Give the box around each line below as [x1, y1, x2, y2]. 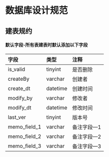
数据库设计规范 [5, 5, 68, 16]
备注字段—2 [72, 133, 101, 140]
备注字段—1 [72, 123, 101, 130]
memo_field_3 [8, 142, 42, 149]
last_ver [8, 114, 26, 121]
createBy [8, 75, 30, 82]
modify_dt [8, 104, 32, 111]
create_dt [8, 85, 31, 92]
